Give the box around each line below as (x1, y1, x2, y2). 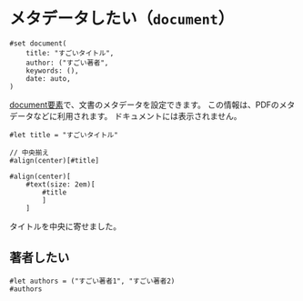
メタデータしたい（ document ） (9, 8, 235, 29)
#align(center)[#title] (9, 156, 100, 165)
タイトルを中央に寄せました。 (9, 220, 121, 232)
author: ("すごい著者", (25, 58, 109, 67)
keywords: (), (25, 65, 79, 75)
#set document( (9, 38, 67, 48)
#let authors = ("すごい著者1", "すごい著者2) (9, 276, 176, 286)
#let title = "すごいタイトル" (9, 130, 118, 139)
